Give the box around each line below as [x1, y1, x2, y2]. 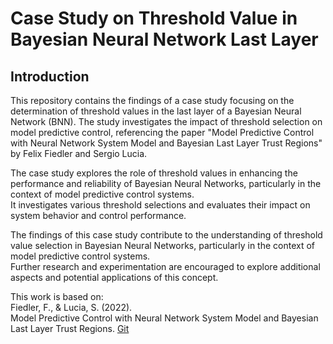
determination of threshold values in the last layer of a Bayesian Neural [10, 105, 302, 117]
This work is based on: [10, 291, 104, 302]
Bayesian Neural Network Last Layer [10, 28, 319, 51]
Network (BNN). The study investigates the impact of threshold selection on [10, 116, 323, 127]
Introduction [10, 68, 90, 85]
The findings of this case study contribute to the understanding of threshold [10, 229, 323, 241]
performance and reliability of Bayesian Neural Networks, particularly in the [10, 178, 322, 189]
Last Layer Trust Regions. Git [10, 323, 130, 334]
